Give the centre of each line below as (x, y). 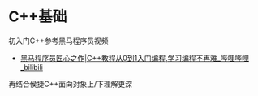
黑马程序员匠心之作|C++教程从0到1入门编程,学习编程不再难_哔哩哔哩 (135, 58)
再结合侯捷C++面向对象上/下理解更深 (70, 84)
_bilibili (31, 67)
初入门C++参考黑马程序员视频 (58, 41)
